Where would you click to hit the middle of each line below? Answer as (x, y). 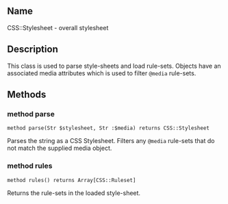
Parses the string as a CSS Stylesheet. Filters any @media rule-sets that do (111, 141)
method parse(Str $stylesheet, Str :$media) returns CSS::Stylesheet (109, 128)
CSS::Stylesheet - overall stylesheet (58, 27)
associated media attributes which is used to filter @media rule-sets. (102, 73)
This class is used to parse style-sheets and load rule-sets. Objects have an (114, 66)
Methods (27, 95)
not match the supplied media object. (60, 148)
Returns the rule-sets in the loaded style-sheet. (74, 193)
